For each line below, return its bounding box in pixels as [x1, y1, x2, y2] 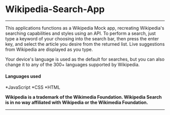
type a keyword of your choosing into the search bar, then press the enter [5, 35, 159, 41]
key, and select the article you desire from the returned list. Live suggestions [5, 41, 165, 47]
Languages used [5, 73, 41, 79]
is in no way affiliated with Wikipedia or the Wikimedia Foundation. [5, 99, 148, 105]
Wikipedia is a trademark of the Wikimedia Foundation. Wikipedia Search [5, 94, 162, 100]
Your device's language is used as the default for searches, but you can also [5, 56, 165, 62]
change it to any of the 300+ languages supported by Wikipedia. [5, 62, 140, 68]
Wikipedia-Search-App [5, 4, 105, 15]
